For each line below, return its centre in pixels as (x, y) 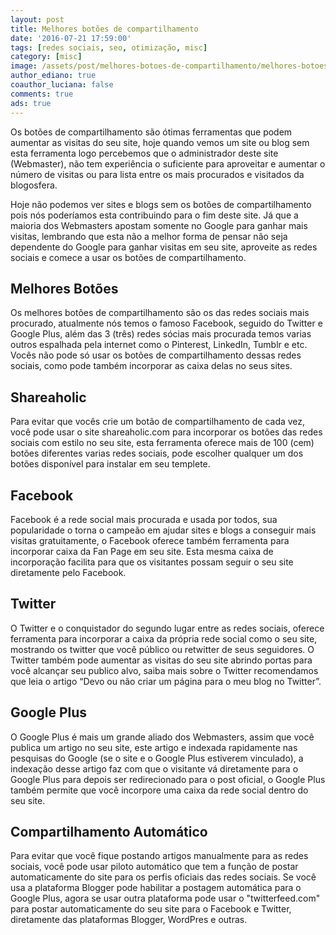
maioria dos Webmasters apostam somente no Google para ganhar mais (159, 225)
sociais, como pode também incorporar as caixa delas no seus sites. (151, 366)
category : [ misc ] (46, 57)
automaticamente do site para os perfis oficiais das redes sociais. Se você (163, 877)
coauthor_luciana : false (62, 85)
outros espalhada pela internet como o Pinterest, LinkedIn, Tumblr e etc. (159, 345)
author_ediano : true (53, 76)
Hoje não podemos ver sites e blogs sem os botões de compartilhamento (161, 204)
